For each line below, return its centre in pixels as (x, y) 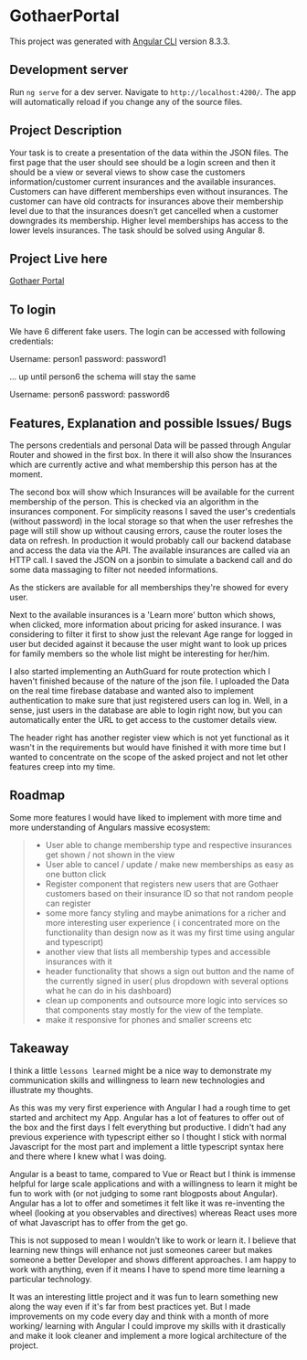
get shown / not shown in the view (110, 855)
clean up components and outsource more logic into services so (166, 1000)
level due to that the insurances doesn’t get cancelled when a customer (144, 210)
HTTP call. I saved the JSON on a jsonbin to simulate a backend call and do (151, 560)
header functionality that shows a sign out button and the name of (170, 971)
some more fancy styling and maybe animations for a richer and (166, 913)
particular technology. (51, 1279)
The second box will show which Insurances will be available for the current (152, 492)
